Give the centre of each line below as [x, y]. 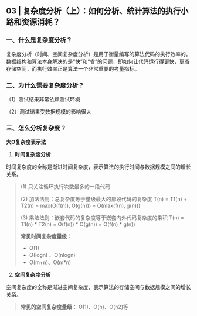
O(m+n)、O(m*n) [50, 262]
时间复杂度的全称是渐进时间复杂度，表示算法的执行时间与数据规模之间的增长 [98, 167]
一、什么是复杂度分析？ [39, 40]
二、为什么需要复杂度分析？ [45, 85]
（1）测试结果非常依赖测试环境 [43, 99]
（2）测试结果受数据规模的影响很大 [49, 111]
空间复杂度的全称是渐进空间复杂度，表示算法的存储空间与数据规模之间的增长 [98, 287]
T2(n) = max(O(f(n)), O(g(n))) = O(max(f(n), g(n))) [80, 206]
